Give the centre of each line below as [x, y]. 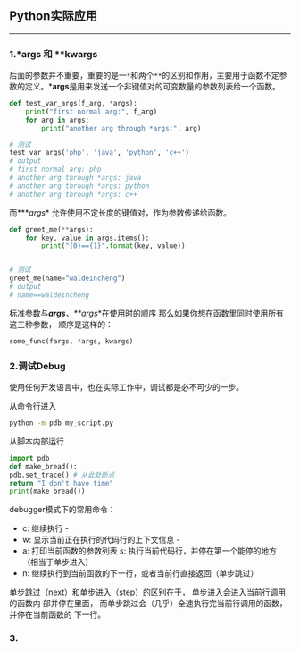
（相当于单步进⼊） [58, 562]
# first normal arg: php [55, 169]
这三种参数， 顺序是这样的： [61, 324]
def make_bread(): [43, 466]
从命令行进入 [33, 406]
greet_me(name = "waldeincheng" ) [67, 279]
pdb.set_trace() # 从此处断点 [62, 475]
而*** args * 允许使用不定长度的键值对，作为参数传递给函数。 [121, 212]
